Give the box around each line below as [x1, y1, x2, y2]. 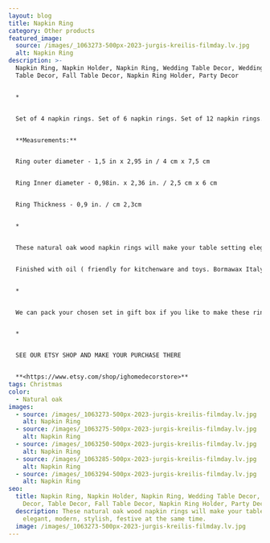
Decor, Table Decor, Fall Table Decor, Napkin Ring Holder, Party [22, 500, 250, 508]
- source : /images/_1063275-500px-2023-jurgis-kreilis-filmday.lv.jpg [15, 425, 257, 434]
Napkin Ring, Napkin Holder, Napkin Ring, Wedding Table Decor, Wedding [15, 64, 264, 72]
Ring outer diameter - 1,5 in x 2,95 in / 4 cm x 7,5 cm [15, 157, 211, 165]
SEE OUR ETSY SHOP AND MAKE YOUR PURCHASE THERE [15, 351, 182, 360]
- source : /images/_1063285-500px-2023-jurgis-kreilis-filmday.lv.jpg [15, 455, 257, 463]
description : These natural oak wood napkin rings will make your [15, 507, 243, 515]
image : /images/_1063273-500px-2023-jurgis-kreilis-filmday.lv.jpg [15, 522, 247, 530]
